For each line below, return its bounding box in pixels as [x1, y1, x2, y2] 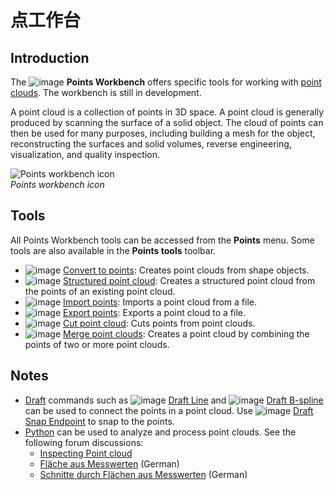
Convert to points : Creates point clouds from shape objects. [63, 264, 310, 276]
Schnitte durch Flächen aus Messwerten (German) [39, 468, 248, 480]
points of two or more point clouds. [24, 338, 170, 350]
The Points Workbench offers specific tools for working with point [10, 76, 322, 88]
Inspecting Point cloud [39, 447, 133, 459]
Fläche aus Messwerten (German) [39, 457, 180, 470]
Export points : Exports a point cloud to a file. [63, 306, 247, 318]
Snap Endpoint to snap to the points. [24, 415, 175, 427]
